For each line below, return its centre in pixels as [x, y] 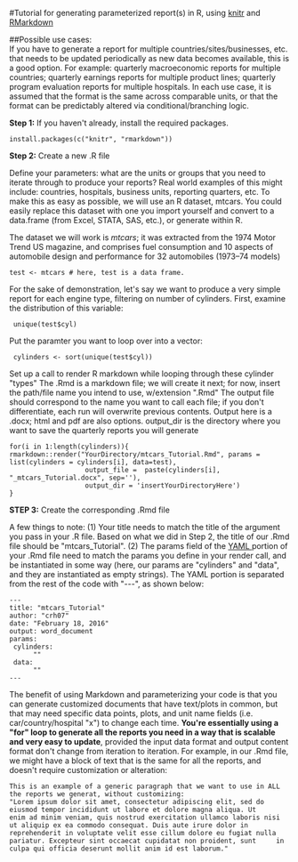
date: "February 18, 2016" [59, 624]
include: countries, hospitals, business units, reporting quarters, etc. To [140, 192]
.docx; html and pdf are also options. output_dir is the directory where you [145, 421]
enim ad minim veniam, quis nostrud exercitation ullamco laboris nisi [145, 818]
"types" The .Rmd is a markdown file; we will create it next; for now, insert [145, 383]
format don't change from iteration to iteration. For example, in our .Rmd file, [149, 751]
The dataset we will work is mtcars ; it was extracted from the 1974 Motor [143, 238]
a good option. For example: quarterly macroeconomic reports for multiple [145, 68]
